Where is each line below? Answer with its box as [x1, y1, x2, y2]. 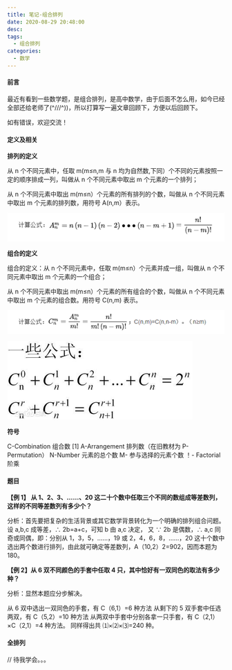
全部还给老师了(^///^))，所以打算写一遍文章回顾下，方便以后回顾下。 [7, 104, 202, 112]
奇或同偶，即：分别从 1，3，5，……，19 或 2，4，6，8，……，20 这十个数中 [7, 534, 225, 543]
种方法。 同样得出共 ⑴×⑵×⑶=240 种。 [44, 622, 158, 630]
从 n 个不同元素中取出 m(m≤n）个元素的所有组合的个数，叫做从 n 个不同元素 [7, 287, 225, 296]
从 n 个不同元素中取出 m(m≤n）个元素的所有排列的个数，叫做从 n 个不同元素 [7, 190, 225, 199]
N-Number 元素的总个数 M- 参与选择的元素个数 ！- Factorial [49, 451, 221, 460]
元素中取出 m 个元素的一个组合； [12, 272, 107, 280]
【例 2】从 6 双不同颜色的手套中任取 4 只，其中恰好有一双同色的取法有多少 [7, 566, 220, 574]
